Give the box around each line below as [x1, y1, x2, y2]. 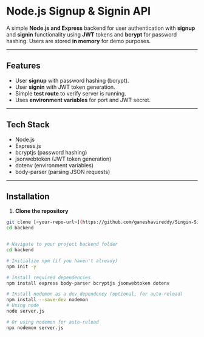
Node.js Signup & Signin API [6, 4, 151, 18]
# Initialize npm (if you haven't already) [6, 257, 118, 264]
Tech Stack [6, 120, 50, 130]
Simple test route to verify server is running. [15, 89, 126, 97]
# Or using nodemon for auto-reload [6, 319, 99, 325]
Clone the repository [15, 207, 69, 215]
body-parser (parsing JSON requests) [15, 168, 110, 175]
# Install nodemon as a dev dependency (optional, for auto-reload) [6, 291, 183, 297]
